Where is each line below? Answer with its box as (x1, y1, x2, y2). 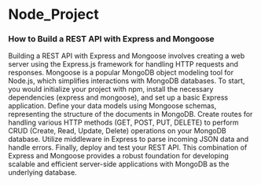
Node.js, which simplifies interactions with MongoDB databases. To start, (8, 76, 245, 85)
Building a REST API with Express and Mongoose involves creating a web (8, 51, 245, 60)
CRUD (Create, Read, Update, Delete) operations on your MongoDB (8, 126, 226, 136)
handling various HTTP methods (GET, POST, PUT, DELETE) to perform (8, 118, 239, 127)
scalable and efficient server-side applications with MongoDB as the (8, 159, 230, 169)
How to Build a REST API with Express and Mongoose (8, 34, 215, 45)
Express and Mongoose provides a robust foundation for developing (8, 151, 230, 161)
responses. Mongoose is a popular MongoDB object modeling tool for (8, 68, 234, 78)
